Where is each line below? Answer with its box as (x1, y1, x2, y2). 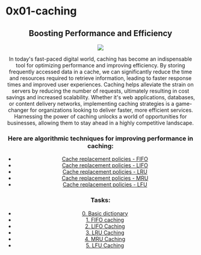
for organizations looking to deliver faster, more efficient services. (29, 106, 193, 114)
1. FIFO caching (85, 216, 125, 223)
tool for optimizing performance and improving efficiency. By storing (16, 62, 185, 69)
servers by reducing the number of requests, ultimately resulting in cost (11, 87, 190, 94)
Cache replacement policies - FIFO (61, 155, 149, 163)
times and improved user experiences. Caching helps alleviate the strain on (7, 81, 194, 88)
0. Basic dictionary (81, 209, 128, 217)
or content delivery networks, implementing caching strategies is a (8, 100, 175, 107)
